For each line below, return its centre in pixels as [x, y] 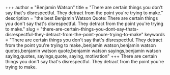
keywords [155, 34]
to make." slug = [22, 29]
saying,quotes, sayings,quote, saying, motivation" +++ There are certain [81, 56]
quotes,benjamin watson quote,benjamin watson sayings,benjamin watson [83, 51]
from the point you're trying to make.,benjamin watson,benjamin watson [81, 45]
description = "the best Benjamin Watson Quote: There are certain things [82, 18]
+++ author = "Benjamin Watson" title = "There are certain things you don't [84, 7]
